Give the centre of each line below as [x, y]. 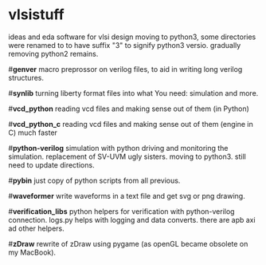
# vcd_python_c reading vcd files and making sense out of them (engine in [131, 124]
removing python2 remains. [53, 53]
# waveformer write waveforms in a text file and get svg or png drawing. [127, 196]
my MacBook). [32, 252]
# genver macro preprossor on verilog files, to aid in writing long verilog [125, 69]
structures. [26, 77]
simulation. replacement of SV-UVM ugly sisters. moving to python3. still [127, 156]
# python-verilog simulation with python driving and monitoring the [118, 148]
